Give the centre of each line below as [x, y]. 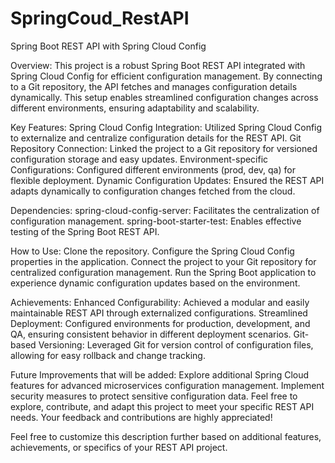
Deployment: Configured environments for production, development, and [160, 323]
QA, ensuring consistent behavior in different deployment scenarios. [151, 334]
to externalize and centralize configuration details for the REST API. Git [156, 138]
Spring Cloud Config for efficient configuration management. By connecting [166, 76]
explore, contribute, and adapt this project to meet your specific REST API [162, 406]
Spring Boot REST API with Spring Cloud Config [108, 46]
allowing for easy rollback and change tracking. [108, 355]
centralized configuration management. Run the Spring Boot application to [163, 272]
